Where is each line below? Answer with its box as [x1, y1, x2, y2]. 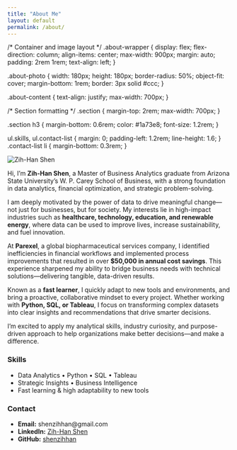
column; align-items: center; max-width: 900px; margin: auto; [36, 50, 216, 59]
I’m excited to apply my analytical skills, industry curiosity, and [7, 322, 190, 330]
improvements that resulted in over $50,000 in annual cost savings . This [7, 257, 221, 266]
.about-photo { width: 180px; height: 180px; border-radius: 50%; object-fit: [7, 72, 225, 80]
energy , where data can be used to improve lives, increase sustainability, [7, 220, 221, 229]
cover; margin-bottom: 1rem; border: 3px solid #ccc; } [7, 79, 164, 88]
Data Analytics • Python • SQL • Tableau [17, 371, 137, 379]
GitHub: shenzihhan [17, 434, 76, 443]
